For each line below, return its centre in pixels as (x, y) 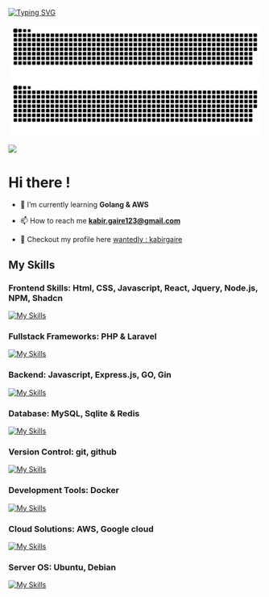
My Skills (32, 265)
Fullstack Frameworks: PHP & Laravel (83, 336)
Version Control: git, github (62, 452)
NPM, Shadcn (35, 298)
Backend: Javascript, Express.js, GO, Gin (90, 375)
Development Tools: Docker (64, 491)
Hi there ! (39, 182)
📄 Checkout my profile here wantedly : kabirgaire (101, 240)
